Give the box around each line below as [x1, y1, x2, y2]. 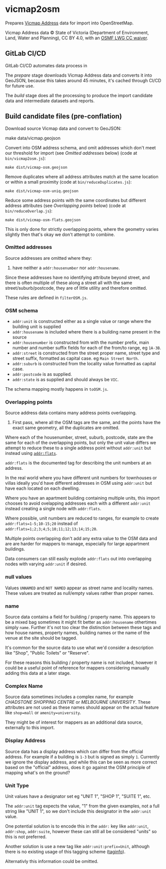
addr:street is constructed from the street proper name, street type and [12, 350, 160, 356]
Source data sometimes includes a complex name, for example [5, 694, 134, 700]
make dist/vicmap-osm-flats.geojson [5, 217, 81, 222]
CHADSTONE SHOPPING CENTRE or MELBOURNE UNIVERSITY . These [5, 699, 151, 705]
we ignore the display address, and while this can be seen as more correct [5, 759, 158, 765]
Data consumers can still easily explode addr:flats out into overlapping [5, 556, 152, 562]
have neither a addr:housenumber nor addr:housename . [12, 265, 120, 271]
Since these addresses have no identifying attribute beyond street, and [5, 274, 150, 280]
